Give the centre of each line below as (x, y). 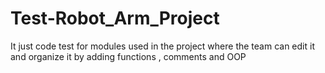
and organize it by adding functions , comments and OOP (128, 56)
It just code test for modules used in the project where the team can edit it (162, 46)
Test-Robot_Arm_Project (115, 18)
